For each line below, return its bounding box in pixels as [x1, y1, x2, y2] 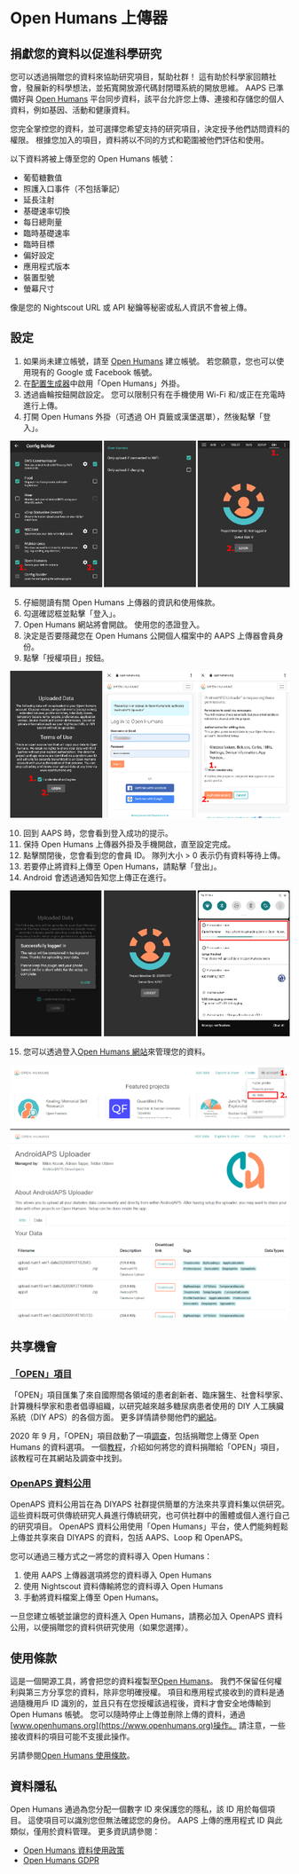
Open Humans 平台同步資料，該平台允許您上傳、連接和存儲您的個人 [35, 94, 285, 104]
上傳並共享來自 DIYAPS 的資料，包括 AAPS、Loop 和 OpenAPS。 [10, 1532, 248, 1543]
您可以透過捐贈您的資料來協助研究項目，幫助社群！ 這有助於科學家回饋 [10, 72, 269, 82]
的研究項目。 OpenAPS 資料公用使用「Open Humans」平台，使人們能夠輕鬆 [10, 1521, 289, 1531]
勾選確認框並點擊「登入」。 [22, 608, 121, 618]
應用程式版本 [22, 261, 70, 272]
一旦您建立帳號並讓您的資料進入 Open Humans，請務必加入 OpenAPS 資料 [10, 1611, 283, 1622]
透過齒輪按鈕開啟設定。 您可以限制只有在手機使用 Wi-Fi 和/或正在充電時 [22, 389, 286, 399]
